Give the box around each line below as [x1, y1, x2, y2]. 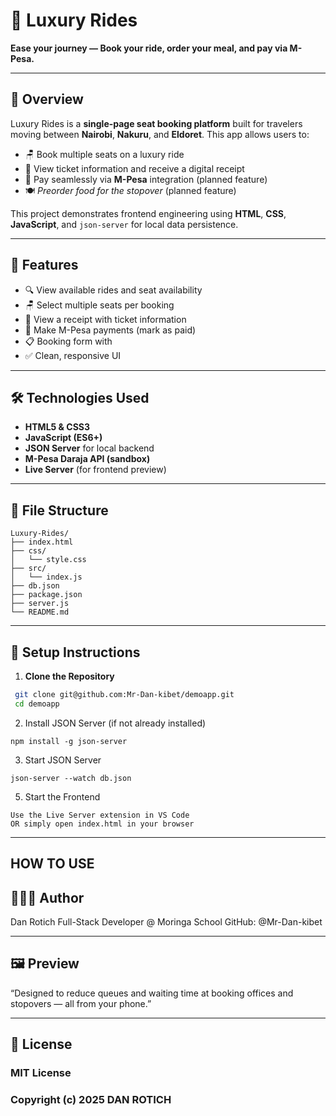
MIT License [10, 1066, 72, 1080]
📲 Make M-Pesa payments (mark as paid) [24, 324, 197, 336]
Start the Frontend [24, 790, 101, 803]
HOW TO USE [10, 855, 95, 873]
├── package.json [10, 590, 83, 600]
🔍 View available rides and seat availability [24, 284, 203, 296]
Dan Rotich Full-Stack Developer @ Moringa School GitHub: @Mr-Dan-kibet [10, 915, 323, 928]
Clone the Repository [24, 670, 115, 682]
